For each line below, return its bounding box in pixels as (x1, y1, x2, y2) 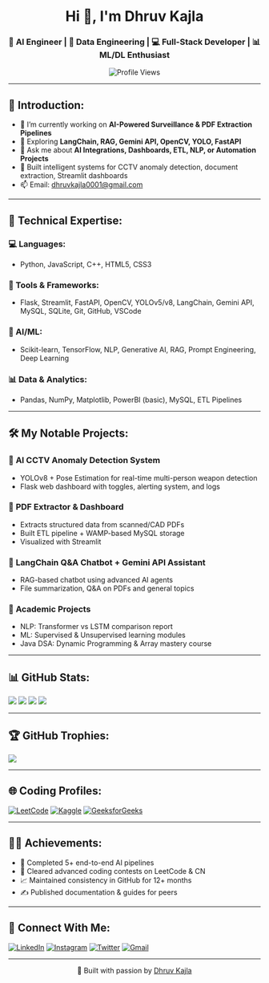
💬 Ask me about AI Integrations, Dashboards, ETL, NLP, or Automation (19, 145, 256, 155)
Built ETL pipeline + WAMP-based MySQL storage (19, 528, 186, 538)
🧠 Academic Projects (8, 603, 91, 615)
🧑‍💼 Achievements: (8, 836, 102, 850)
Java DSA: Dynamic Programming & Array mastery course (19, 639, 212, 648)
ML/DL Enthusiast (98, 50, 171, 61)
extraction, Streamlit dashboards (19, 171, 128, 181)
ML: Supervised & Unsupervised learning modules (19, 630, 186, 640)
